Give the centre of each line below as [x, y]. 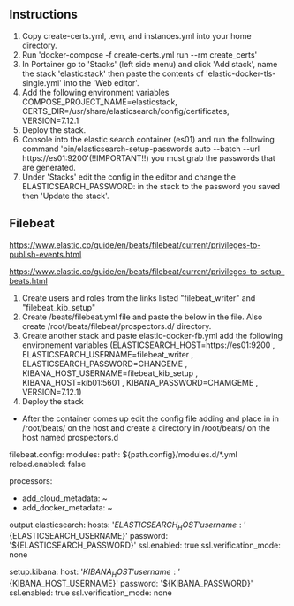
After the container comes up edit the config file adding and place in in [151, 418]
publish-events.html [45, 254]
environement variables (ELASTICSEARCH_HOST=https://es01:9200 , [148, 345]
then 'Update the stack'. [65, 196]
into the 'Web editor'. [101, 82]
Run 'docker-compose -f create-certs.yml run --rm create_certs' [139, 54]
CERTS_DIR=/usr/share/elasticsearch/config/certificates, [125, 111]
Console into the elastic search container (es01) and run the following [148, 139]
